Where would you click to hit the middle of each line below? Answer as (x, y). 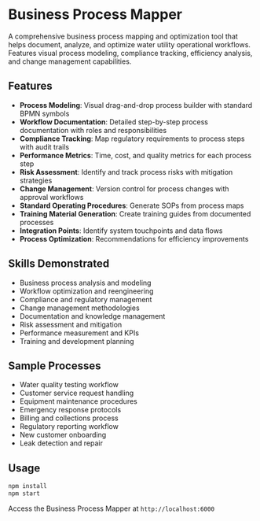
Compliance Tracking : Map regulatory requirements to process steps (132, 139)
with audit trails (44, 146)
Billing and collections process (69, 418)
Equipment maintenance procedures (78, 401)
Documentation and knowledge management (92, 316)
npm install (27, 486)
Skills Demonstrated (59, 264)
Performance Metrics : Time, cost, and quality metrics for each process (135, 155)
